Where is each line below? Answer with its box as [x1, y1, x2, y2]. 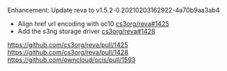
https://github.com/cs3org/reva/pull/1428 [7, 49, 129, 56]
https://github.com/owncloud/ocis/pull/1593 [7, 56, 136, 64]
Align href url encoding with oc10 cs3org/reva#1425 [17, 20, 170, 27]
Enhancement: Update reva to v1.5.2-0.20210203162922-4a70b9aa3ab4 [7, 6, 220, 14]
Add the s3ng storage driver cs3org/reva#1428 [17, 27, 156, 35]
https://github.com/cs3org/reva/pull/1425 [7, 41, 128, 49]
